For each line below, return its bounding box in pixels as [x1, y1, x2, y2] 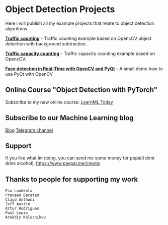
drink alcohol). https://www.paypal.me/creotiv [5, 160, 101, 166]
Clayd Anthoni [5, 197, 35, 202]
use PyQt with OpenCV [5, 71, 53, 77]
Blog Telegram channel [5, 127, 53, 133]
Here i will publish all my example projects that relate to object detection [5, 20, 154, 26]
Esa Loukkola [5, 188, 33, 194]
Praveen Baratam [5, 193, 39, 198]
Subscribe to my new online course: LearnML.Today [5, 99, 113, 105]
